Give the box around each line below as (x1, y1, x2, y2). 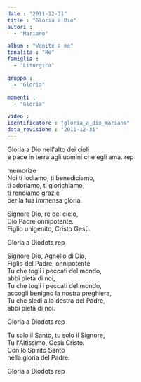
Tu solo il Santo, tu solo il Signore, (7, 331, 105, 339)
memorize (7, 166, 36, 175)
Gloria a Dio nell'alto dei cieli (7, 145, 90, 154)
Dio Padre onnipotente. (7, 217, 74, 225)
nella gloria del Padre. (7, 353, 70, 362)
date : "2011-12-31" (7, 10, 68, 18)
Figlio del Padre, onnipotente (7, 259, 90, 267)
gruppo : (7, 74, 33, 81)
